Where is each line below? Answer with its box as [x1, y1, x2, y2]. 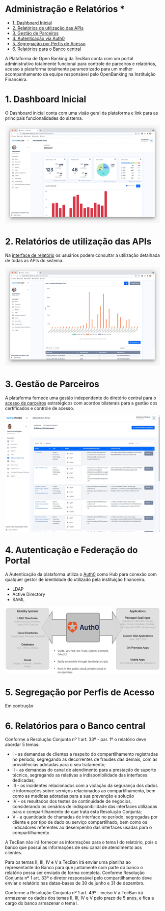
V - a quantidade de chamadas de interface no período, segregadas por [12, 814, 158, 820]
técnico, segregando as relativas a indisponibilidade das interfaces [12, 772, 148, 778]
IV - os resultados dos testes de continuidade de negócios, [12, 798, 132, 804]
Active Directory [12, 591, 46, 597]
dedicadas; [12, 777, 35, 783]
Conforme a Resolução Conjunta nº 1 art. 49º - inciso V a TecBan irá [5, 890, 143, 896]
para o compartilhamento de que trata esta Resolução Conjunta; [12, 809, 142, 815]
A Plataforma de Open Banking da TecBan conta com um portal [5, 55, 134, 61]
